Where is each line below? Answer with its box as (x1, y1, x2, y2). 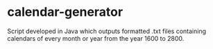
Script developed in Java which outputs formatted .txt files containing (7, 27, 207, 35)
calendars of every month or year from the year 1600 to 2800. (7, 34, 185, 42)
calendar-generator (7, 4, 123, 20)
